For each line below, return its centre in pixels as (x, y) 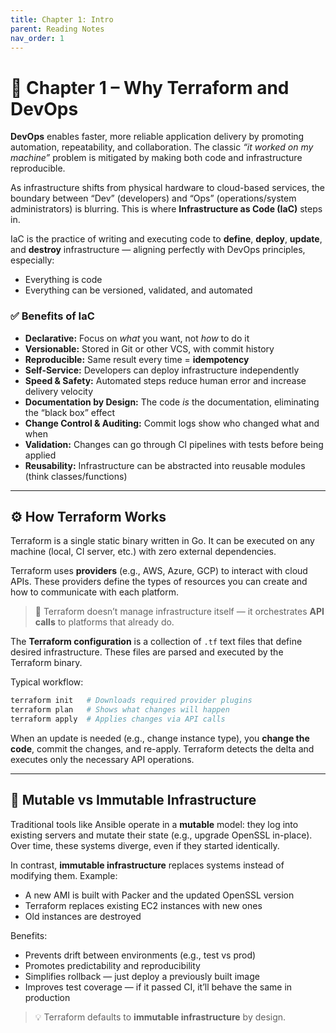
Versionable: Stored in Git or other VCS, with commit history (149, 348)
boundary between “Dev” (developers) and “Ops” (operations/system (153, 198)
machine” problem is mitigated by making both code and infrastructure (156, 158)
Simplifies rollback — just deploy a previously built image (142, 976)
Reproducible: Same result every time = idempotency (137, 359)
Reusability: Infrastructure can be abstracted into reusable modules (165, 465)
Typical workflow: (47, 682)
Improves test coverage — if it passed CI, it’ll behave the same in (158, 987)
